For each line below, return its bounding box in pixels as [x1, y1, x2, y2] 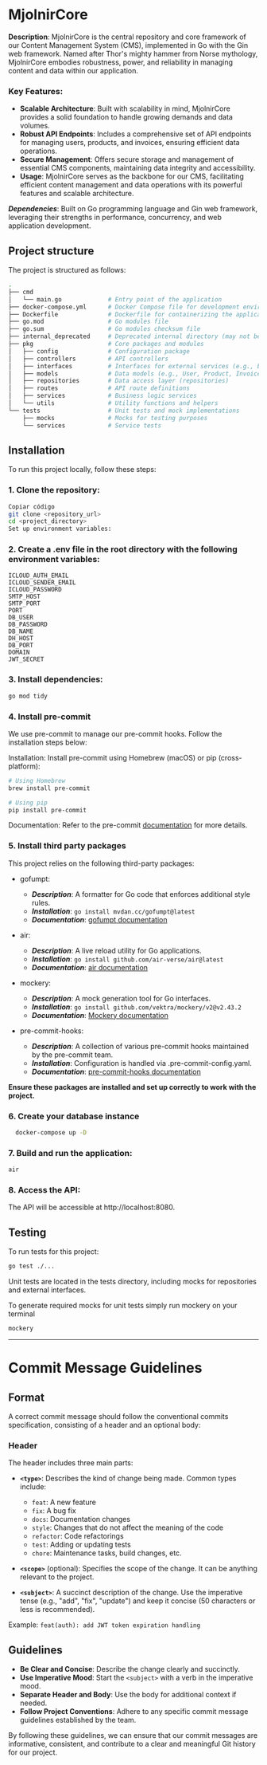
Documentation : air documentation [31, 962, 149, 972]
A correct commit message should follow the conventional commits [8, 1411, 229, 1421]
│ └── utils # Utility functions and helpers [8, 399, 219, 407]
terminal [8, 1309, 36, 1319]
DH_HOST [8, 635, 34, 643]
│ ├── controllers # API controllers [8, 355, 169, 363]
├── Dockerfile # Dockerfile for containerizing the [8, 310, 233, 318]
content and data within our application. [8, 65, 139, 75]
